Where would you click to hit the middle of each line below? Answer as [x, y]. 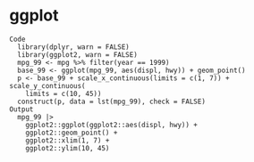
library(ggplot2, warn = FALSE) [78, 54]
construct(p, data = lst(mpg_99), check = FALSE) [111, 101]
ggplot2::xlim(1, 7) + [68, 140]
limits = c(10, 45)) [63, 93]
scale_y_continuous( [48, 85]
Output [21, 109]
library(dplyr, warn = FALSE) [73, 47]
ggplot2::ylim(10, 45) [68, 148]
